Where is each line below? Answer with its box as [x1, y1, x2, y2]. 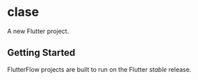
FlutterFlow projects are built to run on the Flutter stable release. [7, 65, 192, 73]
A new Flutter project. [7, 27, 69, 35]
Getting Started [7, 47, 76, 59]
